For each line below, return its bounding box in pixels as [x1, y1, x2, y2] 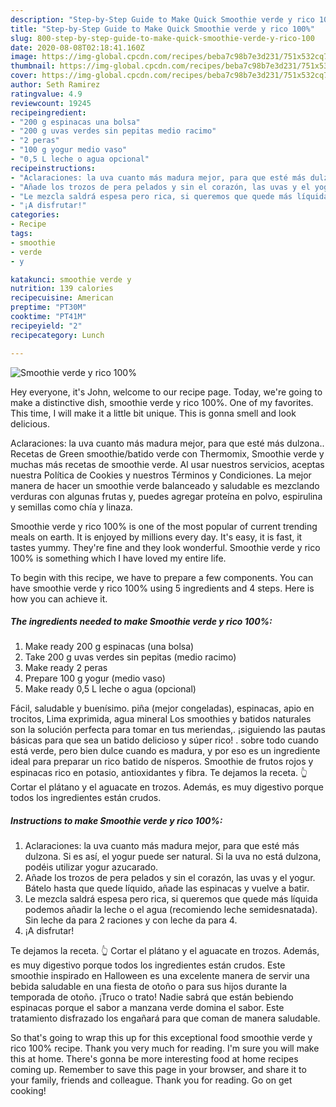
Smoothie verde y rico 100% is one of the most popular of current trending [10, 520, 318, 532]
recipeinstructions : [10, 163, 97, 173]
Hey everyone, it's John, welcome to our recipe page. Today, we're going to [10, 386, 323, 398]
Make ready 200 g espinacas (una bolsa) [24, 641, 195, 653]
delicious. [10, 417, 50, 430]
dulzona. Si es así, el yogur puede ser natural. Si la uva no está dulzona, [24, 851, 322, 863]
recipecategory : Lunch [10, 330, 105, 340]
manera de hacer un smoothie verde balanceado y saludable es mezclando [10, 479, 320, 491]
